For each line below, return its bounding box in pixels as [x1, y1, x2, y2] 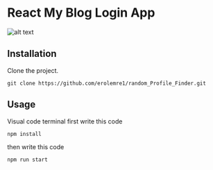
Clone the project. [7, 66, 59, 74]
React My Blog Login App [7, 5, 155, 21]
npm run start [7, 156, 49, 163]
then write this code [7, 142, 65, 151]
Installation [7, 48, 57, 60]
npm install [7, 130, 42, 137]
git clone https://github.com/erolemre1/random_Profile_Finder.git [7, 80, 207, 87]
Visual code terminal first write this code [7, 117, 123, 126]
